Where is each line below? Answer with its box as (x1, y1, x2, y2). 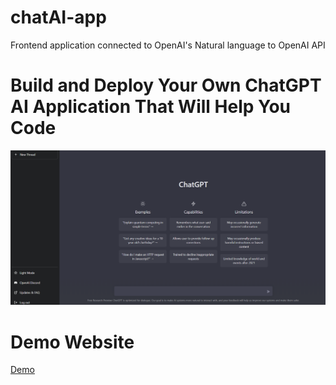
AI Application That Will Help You (10, 96, 292, 118)
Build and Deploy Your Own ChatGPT (10, 74, 322, 97)
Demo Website (10, 331, 135, 353)
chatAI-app (10, 6, 107, 29)
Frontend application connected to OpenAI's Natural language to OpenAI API (10, 39, 326, 51)
